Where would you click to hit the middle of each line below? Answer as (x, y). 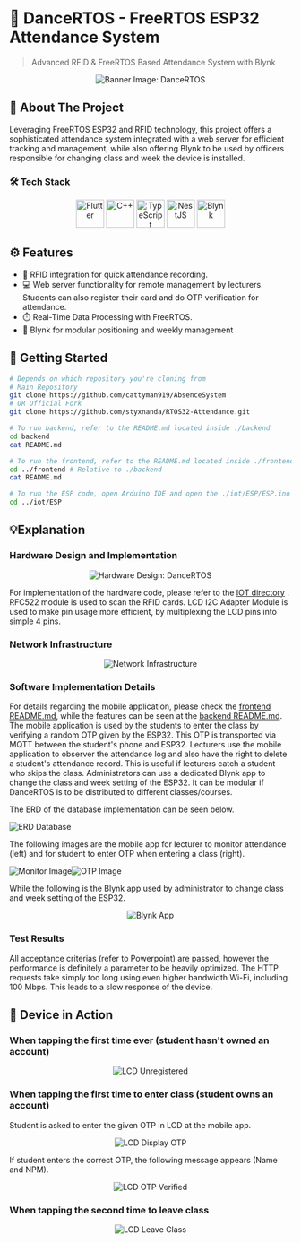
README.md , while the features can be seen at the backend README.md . (146, 716)
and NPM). (29, 1170)
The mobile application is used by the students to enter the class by (134, 726)
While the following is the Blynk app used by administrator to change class (146, 889)
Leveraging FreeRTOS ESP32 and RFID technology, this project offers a (141, 129)
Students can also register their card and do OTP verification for (141, 297)
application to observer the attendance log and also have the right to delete (148, 754)
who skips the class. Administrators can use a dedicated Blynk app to (138, 773)
